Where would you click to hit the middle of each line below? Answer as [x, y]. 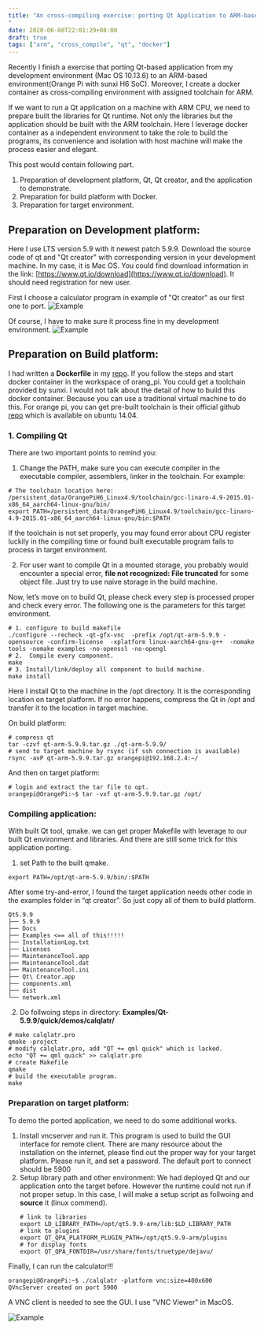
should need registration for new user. [70, 282]
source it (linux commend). [63, 1202]
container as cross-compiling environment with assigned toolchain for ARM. [131, 92]
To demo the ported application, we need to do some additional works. [123, 1120]
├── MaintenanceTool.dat [49, 963]
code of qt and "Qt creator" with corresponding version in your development [132, 257]
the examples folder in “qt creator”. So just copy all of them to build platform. [132, 901]
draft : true [27, 37]
